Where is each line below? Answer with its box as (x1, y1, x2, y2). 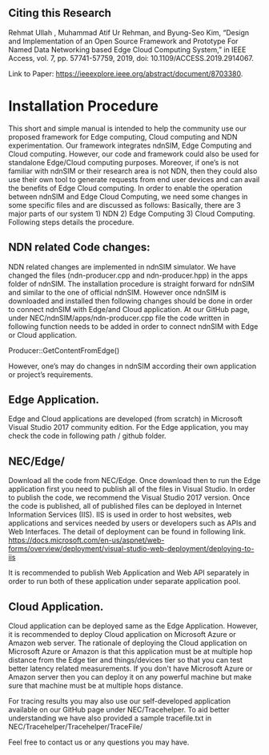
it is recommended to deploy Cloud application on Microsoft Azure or (8, 630, 236, 639)
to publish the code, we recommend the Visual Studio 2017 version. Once (8, 493, 251, 502)
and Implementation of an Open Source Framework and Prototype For (8, 36, 239, 46)
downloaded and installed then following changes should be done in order (8, 296, 253, 306)
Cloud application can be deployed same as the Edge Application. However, (8, 621, 259, 631)
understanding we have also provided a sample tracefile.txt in (8, 713, 212, 723)
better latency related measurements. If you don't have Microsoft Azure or (8, 664, 253, 673)
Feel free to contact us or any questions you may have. (8, 737, 190, 747)
